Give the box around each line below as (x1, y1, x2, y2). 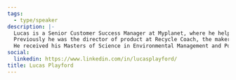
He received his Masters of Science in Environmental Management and (13, 42, 221, 49)
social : (7, 49, 30, 56)
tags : (7, 10, 23, 17)
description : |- (7, 23, 55, 30)
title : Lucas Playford (7, 62, 74, 69)
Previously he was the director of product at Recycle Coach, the (13, 36, 212, 43)
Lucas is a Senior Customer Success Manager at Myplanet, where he (13, 29, 216, 37)
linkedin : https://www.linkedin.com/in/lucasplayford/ (13, 56, 178, 63)
